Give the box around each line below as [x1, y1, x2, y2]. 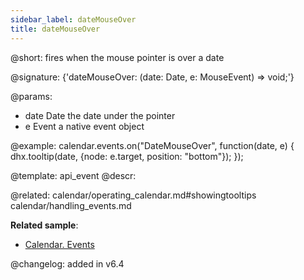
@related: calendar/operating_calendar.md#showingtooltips [10, 189, 257, 201]
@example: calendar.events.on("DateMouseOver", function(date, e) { [10, 139, 295, 151]
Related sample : [10, 219, 79, 231]
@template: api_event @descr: [10, 169, 137, 181]
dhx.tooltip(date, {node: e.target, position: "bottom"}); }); [10, 150, 244, 162]
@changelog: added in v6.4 [10, 257, 125, 270]
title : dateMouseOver [10, 24, 101, 34]
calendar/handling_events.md [10, 199, 132, 211]
